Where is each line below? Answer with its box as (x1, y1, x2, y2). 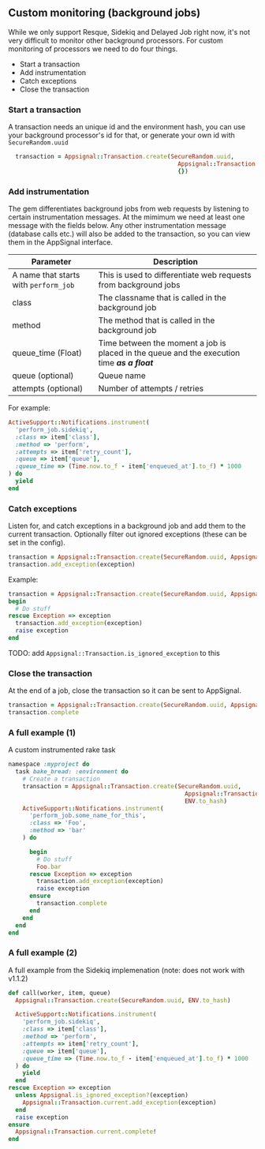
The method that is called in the (98, 315, 215, 326)
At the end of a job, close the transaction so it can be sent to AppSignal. (8, 686, 242, 695)
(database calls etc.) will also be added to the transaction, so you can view (8, 229, 251, 239)
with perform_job (12, 279, 75, 290)
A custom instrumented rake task (8, 745, 116, 754)
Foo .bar (36, 863, 62, 870)
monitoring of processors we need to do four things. (8, 43, 178, 54)
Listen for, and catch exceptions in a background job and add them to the (8, 521, 246, 531)
